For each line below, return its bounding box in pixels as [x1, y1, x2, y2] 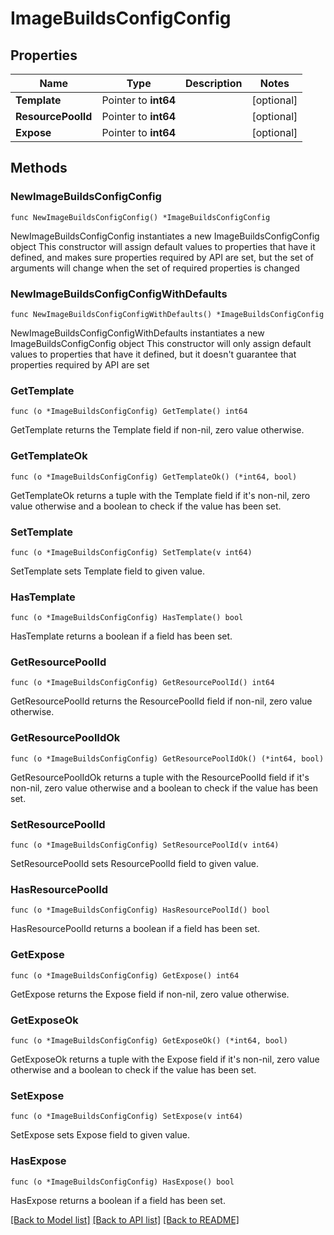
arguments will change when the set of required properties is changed [10, 262, 300, 274]
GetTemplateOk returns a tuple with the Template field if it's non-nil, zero [10, 489, 311, 501]
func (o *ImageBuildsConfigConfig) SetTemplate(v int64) [10, 547, 253, 557]
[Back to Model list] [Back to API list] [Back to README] [10, 1213, 240, 1226]
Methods [10, 160, 68, 177]
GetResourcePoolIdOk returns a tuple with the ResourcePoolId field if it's [10, 771, 310, 783]
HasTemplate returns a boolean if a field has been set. [10, 630, 233, 642]
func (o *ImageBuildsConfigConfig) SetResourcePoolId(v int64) [10, 840, 280, 851]
